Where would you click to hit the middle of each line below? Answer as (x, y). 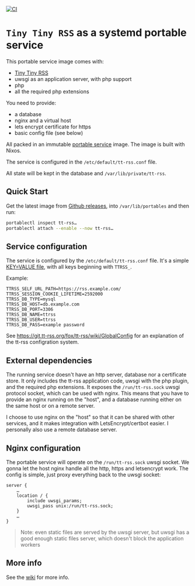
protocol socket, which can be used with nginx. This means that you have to (97, 394)
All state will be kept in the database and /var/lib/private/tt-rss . (86, 173)
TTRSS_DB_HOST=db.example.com (43, 304)
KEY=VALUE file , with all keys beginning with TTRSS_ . (69, 267)
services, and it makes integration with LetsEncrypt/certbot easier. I (87, 424)
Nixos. (14, 150)
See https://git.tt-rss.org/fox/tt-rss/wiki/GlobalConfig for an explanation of (95, 336)
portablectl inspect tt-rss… (41, 223)
